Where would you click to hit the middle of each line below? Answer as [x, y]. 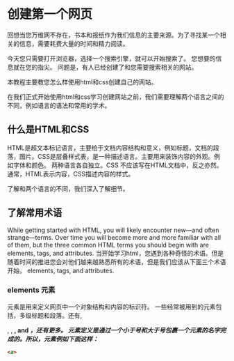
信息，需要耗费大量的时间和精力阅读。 [74, 43]
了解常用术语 [35, 213]
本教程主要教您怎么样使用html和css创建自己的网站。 [82, 82]
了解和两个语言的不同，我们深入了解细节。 [68, 188]
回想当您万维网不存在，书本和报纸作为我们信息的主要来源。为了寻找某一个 [114, 35]
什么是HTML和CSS [48, 130]
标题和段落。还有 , [57, 315]
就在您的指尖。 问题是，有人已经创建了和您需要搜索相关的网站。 [105, 67]
